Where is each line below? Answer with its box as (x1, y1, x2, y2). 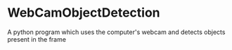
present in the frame (7, 35, 67, 43)
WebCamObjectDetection (7, 5, 160, 21)
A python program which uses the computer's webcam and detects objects (7, 28, 226, 36)
